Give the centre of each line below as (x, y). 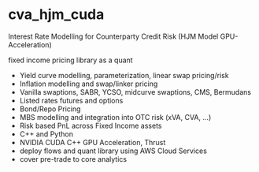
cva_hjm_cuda (56, 15)
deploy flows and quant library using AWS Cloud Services (113, 151)
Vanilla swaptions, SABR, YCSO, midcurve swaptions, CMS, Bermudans (135, 92)
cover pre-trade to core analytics (73, 159)
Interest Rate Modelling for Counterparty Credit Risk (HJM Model (113, 36)
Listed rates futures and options (71, 100)
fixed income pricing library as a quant (70, 60)
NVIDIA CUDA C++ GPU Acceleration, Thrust (92, 142)
